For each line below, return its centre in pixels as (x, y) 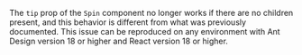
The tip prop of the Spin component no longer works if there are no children (151, 13)
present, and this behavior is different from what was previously (128, 22)
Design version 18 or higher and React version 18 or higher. (119, 41)
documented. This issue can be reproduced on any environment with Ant (145, 31)
